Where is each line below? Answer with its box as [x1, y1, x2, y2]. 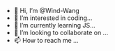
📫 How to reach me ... [13, 37, 79, 44]
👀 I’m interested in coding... [13, 14, 93, 22]
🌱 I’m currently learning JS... [13, 21, 95, 29]
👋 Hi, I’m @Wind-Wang [13, 7, 80, 14]
